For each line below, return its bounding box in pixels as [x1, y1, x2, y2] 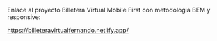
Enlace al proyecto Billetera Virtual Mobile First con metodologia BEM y [7, 6, 211, 14]
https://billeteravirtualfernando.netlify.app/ [7, 27, 129, 34]
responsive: [7, 13, 41, 21]
